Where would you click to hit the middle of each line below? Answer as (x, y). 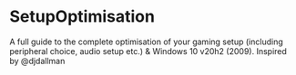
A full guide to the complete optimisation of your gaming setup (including (147, 42)
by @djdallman (37, 61)
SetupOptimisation (82, 17)
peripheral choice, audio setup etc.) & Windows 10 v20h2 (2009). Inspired (148, 51)
